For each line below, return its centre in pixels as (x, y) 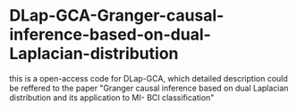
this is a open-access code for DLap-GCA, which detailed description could (148, 78)
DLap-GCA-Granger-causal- (117, 16)
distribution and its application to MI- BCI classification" (112, 97)
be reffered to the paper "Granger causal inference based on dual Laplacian (149, 88)
